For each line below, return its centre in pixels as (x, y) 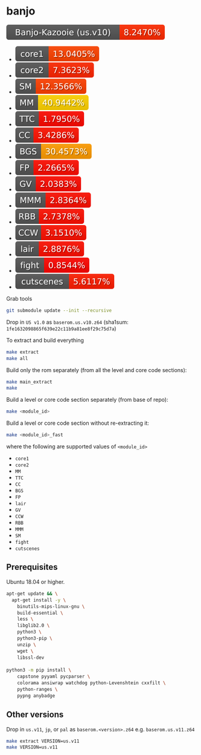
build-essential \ (40, 613)
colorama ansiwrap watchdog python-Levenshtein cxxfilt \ (91, 683)
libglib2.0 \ (33, 626)
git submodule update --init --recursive (59, 310)
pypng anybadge (36, 696)
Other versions (35, 715)
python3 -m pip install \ (39, 670)
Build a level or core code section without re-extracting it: (78, 423)
